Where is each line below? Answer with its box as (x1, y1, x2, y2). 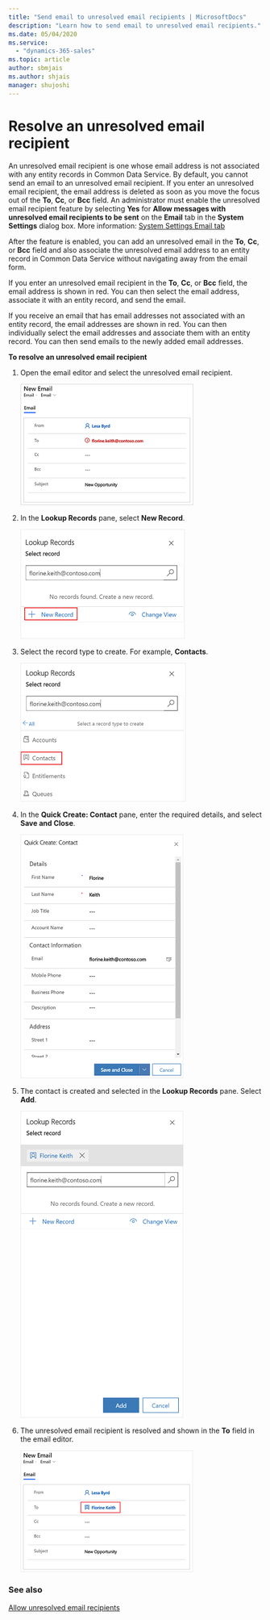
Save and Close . (19, 818, 76, 827)
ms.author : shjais (8, 73, 70, 81)
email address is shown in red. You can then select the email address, (8, 287, 240, 296)
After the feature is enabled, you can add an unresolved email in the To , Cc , (8, 237, 260, 246)
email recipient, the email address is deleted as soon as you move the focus (8, 186, 260, 196)
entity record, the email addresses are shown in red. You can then (8, 319, 227, 329)
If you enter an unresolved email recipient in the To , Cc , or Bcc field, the (8, 278, 248, 287)
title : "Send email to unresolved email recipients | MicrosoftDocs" (8, 13, 247, 21)
